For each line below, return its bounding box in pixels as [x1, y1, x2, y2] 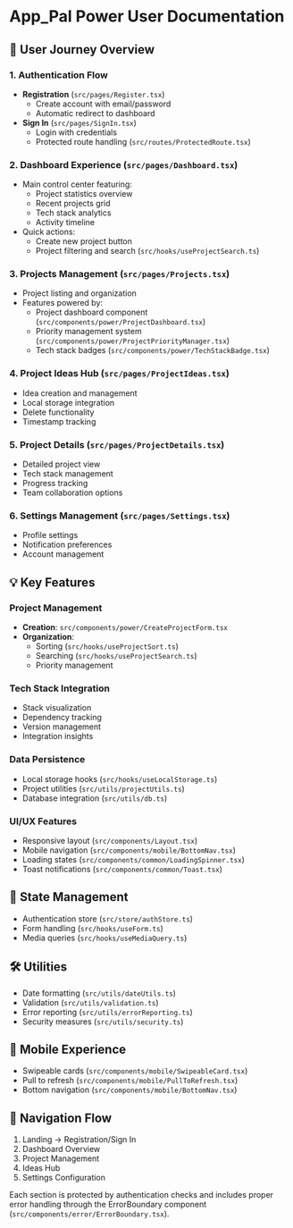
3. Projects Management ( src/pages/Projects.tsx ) [9, 268, 230, 281]
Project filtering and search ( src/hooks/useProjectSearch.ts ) [35, 246, 260, 257]
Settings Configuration [21, 1173, 105, 1183]
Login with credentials [35, 127, 118, 138]
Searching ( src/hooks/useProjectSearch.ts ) [35, 651, 198, 661]
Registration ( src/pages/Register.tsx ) [21, 88, 165, 99]
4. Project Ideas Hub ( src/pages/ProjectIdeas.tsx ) [9, 367, 230, 380]
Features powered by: [21, 298, 104, 308]
